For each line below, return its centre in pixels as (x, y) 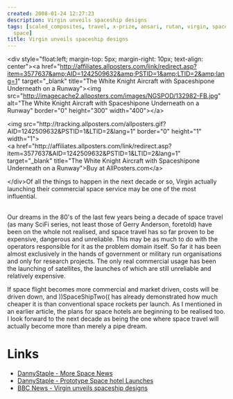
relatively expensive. (36, 276)
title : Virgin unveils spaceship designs (68, 39)
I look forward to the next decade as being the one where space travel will (113, 319)
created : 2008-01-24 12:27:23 (51, 14)
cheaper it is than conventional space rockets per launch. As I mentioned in (115, 304)
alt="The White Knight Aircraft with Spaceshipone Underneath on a (103, 103)
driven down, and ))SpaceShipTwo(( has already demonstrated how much (113, 297)
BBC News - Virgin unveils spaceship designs (82, 388)
